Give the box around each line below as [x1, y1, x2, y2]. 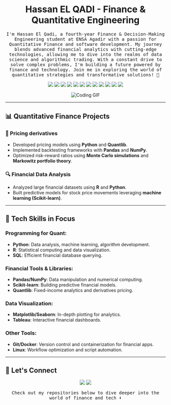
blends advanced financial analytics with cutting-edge [14, 46, 157, 52]
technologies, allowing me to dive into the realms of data [9, 51, 162, 57]
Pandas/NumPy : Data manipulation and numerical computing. [12, 276, 144, 282]
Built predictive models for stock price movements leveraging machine [12, 189, 162, 195]
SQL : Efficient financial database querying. [12, 252, 103, 258]
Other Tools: [5, 330, 37, 337]
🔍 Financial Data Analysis [5, 170, 71, 178]
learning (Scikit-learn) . [12, 195, 62, 201]
